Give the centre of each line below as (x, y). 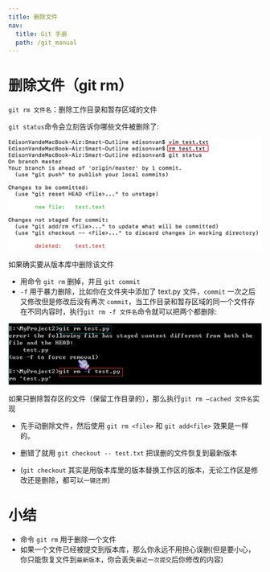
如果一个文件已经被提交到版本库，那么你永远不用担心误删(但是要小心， (137, 549)
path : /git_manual (47, 43)
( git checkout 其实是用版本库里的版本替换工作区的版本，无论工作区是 (135, 470)
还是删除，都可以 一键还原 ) (69, 480)
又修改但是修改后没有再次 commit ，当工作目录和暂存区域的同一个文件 (134, 301)
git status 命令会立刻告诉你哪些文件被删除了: (84, 127)
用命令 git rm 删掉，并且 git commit (80, 281)
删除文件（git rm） (71, 86)
